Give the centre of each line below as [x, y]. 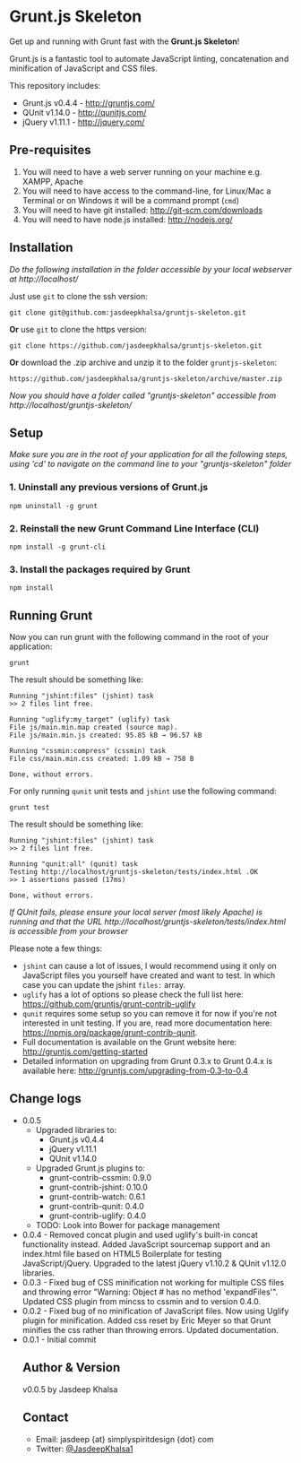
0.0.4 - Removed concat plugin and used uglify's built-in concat [140, 1234]
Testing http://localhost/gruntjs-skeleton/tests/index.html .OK [133, 872]
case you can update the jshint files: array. [104, 985]
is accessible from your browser [69, 931]
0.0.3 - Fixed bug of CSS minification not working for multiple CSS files [153, 1282]
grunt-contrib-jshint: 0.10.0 [98, 1187]
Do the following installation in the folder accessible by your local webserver [150, 269]
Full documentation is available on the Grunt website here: [129, 1043]
